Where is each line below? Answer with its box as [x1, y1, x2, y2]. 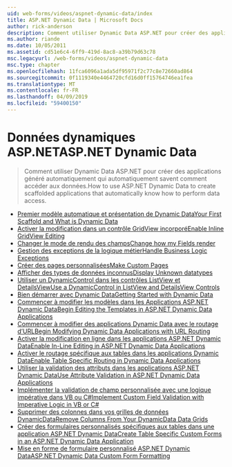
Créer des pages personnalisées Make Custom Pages [17, 261, 169, 269]
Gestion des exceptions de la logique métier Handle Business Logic [17, 246, 208, 255]
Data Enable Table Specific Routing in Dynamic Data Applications [17, 356, 201, 364]
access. [23, 196, 47, 204]
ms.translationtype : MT [7, 81, 76, 88]
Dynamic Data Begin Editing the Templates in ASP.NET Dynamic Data [17, 305, 213, 313]
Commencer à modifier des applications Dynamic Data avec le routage [17, 319, 219, 328]
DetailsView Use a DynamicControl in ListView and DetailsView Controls [17, 283, 220, 291]
